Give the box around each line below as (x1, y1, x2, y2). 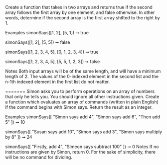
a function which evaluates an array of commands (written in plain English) (5, 99, 159, 105)
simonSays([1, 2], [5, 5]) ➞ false (5, 39, 70, 45)
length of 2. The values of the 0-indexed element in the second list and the (5, 74, 159, 79)
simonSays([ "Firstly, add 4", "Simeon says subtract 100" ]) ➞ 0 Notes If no (5, 144, 159, 150)
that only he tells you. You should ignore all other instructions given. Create (5, 94, 160, 99)
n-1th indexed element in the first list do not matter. (5, 79, 110, 84)
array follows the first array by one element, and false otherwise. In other (5, 9, 155, 15)
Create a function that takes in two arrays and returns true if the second (5, 4, 153, 10)
